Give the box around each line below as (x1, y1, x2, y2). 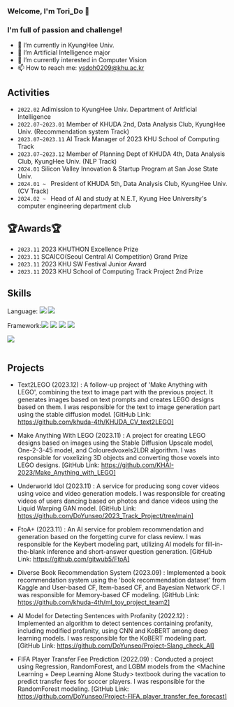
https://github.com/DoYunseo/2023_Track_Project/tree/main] (17, 512, 194, 520)
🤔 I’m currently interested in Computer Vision (17, 56, 147, 64)
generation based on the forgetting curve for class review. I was (17, 533, 201, 541)
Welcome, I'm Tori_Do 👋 (7, 6, 90, 16)
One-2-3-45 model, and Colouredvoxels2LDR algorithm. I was (17, 446, 196, 455)
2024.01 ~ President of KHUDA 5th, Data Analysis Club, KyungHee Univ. (17, 180, 228, 188)
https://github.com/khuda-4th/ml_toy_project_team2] (17, 598, 170, 607)
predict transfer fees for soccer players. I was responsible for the (17, 678, 205, 686)
